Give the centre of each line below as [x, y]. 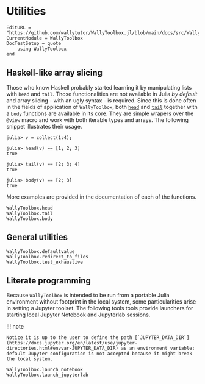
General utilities [37, 237]
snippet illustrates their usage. [44, 126]
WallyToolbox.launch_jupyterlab [47, 375]
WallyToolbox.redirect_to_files [47, 257]
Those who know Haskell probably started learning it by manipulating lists [99, 87]
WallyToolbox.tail [30, 213]
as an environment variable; [158, 349]
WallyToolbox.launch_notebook [45, 370]
